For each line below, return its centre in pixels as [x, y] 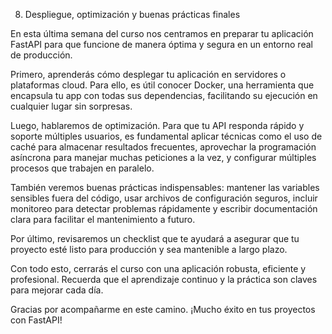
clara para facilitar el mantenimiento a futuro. [103, 219]
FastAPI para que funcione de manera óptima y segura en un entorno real [161, 44]
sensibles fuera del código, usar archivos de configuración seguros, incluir [164, 198]
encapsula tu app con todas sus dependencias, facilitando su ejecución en [164, 95]
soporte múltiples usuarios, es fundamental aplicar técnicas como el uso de [166, 136]
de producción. [41, 55]
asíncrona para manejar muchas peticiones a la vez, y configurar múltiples [163, 157]
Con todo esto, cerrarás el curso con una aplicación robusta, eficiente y [158, 268]
